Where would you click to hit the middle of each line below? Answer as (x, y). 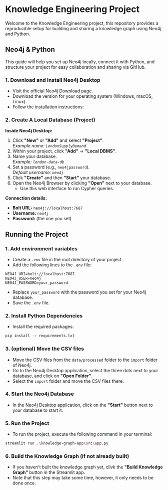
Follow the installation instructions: (48, 107)
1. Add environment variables (41, 248)
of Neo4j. (22, 365)
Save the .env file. (31, 303)
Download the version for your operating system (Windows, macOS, (82, 96)
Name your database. (35, 156)
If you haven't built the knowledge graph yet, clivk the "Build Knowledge (88, 467)
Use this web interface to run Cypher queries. (67, 189)
